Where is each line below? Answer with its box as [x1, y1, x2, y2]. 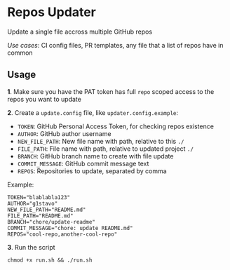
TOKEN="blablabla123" [7, 194, 71, 201]
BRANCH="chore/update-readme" [7, 218, 96, 225]
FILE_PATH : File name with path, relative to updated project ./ [17, 144, 194, 153]
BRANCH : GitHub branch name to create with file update [17, 151, 174, 160]
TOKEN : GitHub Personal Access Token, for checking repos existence [17, 122, 214, 130]
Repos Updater [7, 4, 96, 20]
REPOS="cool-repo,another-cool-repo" [7, 231, 118, 238]
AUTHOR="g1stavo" [7, 200, 58, 207]
